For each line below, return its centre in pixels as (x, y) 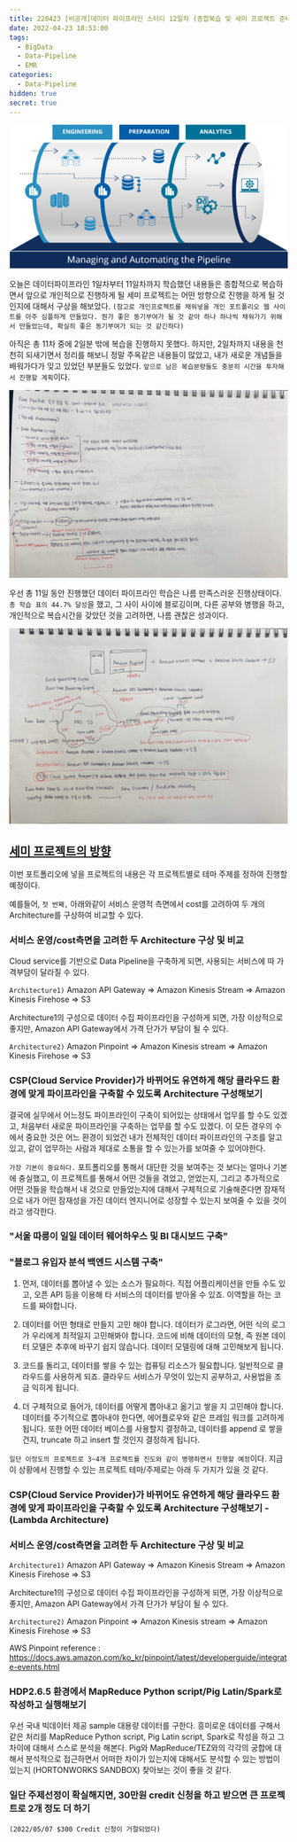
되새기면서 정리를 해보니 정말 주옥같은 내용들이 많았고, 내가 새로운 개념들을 (154, 355)
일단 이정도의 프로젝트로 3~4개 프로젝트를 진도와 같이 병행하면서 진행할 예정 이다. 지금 (146, 1458)
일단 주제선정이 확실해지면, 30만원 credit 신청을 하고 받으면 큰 (134, 1795)
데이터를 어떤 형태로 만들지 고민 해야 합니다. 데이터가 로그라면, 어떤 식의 (145, 1324)
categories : (31, 75)
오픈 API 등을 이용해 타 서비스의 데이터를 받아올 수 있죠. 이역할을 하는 (153, 1294)
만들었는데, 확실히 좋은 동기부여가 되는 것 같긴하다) (102, 326)
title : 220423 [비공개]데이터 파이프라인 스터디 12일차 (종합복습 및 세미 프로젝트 (142, 19)
